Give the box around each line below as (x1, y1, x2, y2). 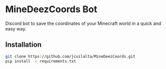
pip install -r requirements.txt (5, 58, 76, 64)
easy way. (5, 25, 26, 31)
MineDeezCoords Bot (5, 4, 98, 15)
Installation (5, 41, 42, 49)
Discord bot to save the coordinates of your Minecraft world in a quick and (5, 20, 161, 26)
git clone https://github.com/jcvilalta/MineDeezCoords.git (5, 54, 136, 59)
